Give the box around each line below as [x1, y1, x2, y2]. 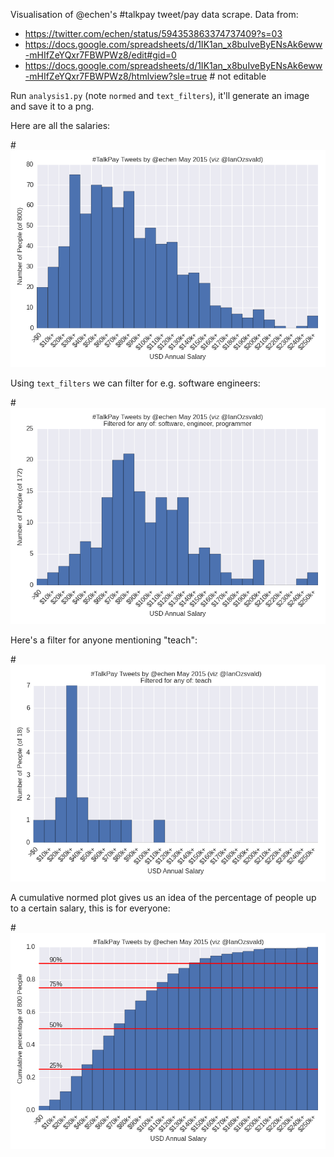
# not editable [209, 70, 267, 82]
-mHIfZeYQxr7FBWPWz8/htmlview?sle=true [24, 70, 208, 82]
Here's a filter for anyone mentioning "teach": [10, 634, 198, 646]
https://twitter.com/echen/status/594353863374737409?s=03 [24, 28, 283, 39]
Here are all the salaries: [10, 120, 111, 131]
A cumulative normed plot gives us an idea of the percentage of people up [10, 891, 317, 903]
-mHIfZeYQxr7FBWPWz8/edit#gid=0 [24, 49, 177, 61]
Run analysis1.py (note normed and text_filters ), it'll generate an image [10, 90, 310, 101]
